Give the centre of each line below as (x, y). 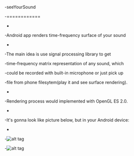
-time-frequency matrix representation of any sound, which (64, 63)
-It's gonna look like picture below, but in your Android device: (67, 120)
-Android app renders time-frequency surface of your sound (65, 35)
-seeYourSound (20, 7)
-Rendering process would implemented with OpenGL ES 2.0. (66, 101)
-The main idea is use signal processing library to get (58, 54)
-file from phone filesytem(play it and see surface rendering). (66, 82)
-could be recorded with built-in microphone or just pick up (64, 73)
